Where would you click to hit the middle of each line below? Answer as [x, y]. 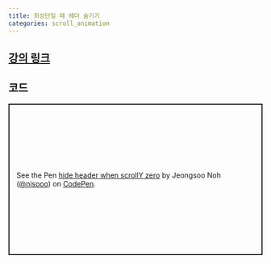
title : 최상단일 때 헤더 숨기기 [54, 16]
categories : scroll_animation [59, 23]
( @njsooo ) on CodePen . [56, 183]
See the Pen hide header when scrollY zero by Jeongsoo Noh [119, 175]
